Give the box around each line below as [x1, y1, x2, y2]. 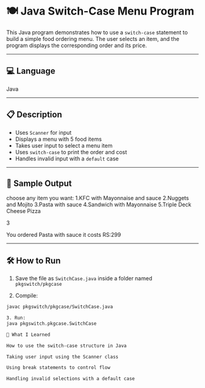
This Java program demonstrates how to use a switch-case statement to [6, 28, 188, 36]
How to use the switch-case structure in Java [6, 343, 127, 349]
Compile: [15, 292, 38, 299]
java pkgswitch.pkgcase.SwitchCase [6, 320, 97, 327]
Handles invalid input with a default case [15, 155, 119, 162]
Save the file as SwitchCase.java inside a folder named [15, 275, 153, 282]
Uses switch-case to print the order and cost [15, 148, 128, 155]
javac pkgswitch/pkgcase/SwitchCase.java [6, 304, 113, 310]
